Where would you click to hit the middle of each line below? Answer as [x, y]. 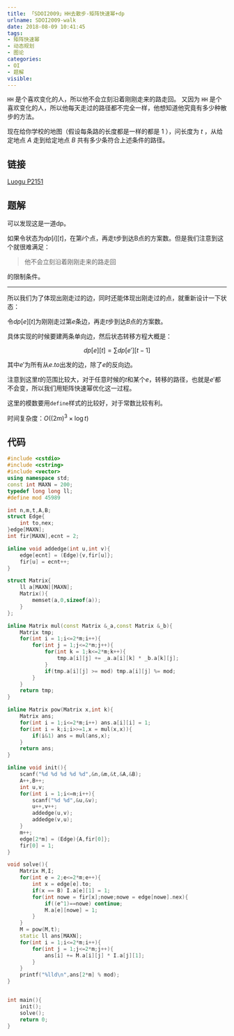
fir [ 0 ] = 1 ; [37, 846]
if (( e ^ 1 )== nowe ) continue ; [84, 903]
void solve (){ [28, 865]
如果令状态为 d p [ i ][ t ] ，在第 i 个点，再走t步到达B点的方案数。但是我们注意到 [112, 238]
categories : [24, 59]
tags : [15, 33]
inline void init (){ [37, 768]
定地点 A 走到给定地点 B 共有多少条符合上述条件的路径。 [88, 140]
